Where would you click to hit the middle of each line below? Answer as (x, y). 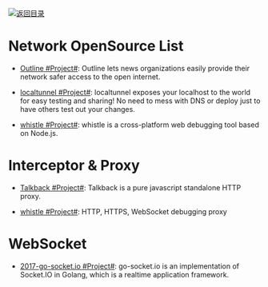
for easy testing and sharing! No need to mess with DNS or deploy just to (140, 101)
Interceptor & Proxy (74, 166)
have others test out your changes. (78, 109)
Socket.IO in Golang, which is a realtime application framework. (124, 274)
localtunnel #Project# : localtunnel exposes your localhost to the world (135, 92)
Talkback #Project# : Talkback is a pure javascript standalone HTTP (130, 187)
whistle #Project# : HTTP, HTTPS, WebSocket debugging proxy (124, 211)
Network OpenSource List (96, 46)
